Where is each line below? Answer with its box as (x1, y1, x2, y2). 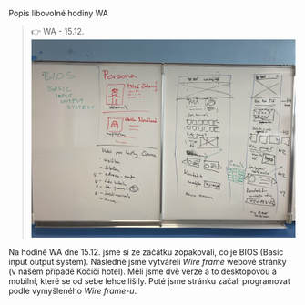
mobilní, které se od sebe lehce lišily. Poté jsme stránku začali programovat (8, 276, 290, 287)
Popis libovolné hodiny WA (8, 8, 108, 18)
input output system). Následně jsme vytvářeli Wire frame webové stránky (8, 257, 288, 268)
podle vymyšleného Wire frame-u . (8, 286, 137, 297)
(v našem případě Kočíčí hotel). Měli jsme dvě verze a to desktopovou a (8, 266, 277, 277)
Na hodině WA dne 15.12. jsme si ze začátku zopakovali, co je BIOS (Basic (8, 247, 284, 258)
